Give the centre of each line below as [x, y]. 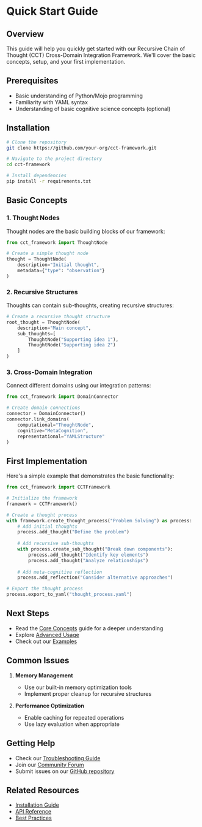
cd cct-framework [28, 165]
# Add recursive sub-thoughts [56, 544]
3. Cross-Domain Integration [49, 372]
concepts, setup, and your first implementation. [66, 62]
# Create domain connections [43, 408]
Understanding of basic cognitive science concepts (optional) [93, 109]
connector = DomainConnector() [46, 414]
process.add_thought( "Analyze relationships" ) [88, 560]
